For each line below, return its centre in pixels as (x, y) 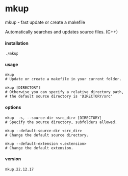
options (13, 107)
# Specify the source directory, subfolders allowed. (61, 122)
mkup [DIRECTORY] (23, 88)
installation (17, 43)
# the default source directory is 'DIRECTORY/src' (59, 97)
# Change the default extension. (39, 148)
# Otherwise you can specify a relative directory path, (64, 92)
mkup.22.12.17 (20, 169)
